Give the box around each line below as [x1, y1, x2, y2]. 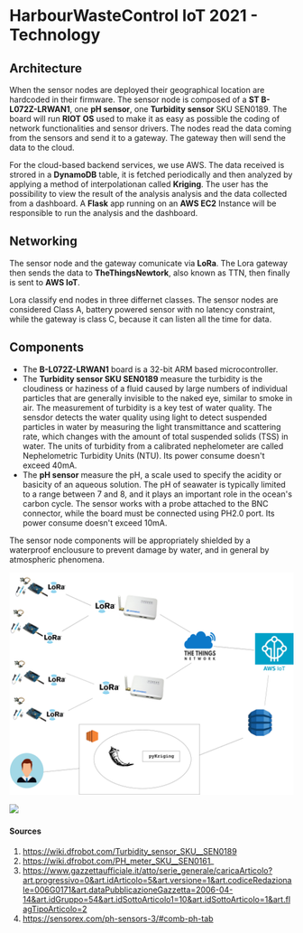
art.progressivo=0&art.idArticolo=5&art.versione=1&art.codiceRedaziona [22, 874, 292, 885]
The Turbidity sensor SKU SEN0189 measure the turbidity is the [22, 373, 263, 384]
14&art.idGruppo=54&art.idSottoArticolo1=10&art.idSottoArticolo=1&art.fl [22, 893, 291, 904]
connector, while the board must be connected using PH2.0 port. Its [22, 508, 275, 518]
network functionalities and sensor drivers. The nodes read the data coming [9, 123, 292, 134]
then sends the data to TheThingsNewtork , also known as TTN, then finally [9, 267, 290, 278]
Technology [9, 24, 101, 45]
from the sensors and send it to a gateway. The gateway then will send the [9, 133, 286, 143]
